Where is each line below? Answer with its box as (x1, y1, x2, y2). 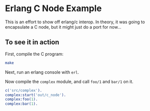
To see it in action (5, 38, 59, 47)
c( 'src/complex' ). (5, 88, 42, 93)
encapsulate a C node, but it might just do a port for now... (5, 24, 121, 30)
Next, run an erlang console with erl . (5, 69, 79, 75)
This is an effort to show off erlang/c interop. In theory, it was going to (5, 19, 145, 25)
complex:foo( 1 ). (5, 97, 38, 102)
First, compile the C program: (5, 51, 64, 57)
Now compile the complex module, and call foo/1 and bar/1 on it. (5, 79, 133, 84)
